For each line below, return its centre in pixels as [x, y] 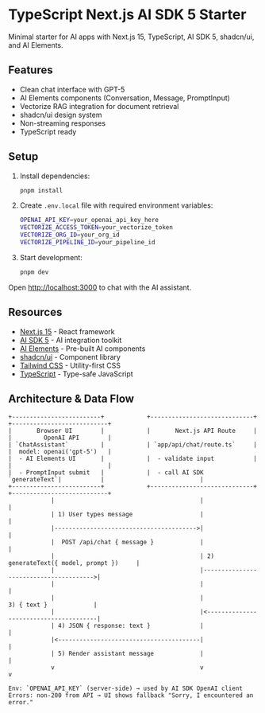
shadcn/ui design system [61, 115]
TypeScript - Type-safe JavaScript [76, 374]
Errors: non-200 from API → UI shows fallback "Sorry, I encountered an [131, 695]
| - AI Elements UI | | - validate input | [133, 459]
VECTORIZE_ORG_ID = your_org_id [70, 235]
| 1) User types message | [127, 515]
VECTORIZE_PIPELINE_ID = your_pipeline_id [87, 243]
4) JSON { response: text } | [131, 626]
